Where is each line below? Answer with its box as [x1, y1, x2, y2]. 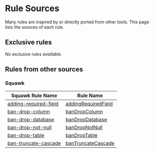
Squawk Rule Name [11, 92, 57, 99]
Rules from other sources [5, 65, 83, 73]
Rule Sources [5, 3, 60, 14]
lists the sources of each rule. [5, 24, 64, 30]
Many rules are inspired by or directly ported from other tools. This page [5, 19, 149, 25]
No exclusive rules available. [5, 51, 62, 57]
